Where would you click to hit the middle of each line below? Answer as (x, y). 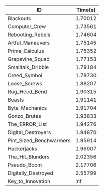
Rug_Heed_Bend (27, 91)
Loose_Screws (25, 83)
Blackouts (19, 18)
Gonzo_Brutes (24, 116)
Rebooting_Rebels (29, 35)
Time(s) (86, 10)
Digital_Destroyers (29, 132)
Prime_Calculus (26, 51)
